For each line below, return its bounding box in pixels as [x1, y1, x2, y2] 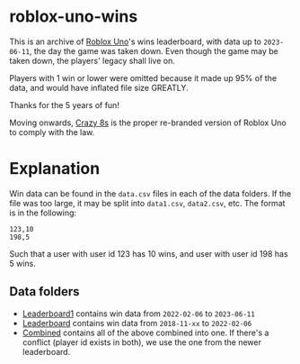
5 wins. [9, 258, 36, 268]
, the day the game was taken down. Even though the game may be [29, 45, 278, 56]
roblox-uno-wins [9, 6, 138, 27]
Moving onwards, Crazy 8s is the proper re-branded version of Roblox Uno [9, 117, 287, 128]
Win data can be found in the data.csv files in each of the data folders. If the [9, 187, 292, 199]
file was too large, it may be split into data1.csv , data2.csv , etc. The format [9, 197, 286, 208]
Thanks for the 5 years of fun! [9, 99, 119, 110]
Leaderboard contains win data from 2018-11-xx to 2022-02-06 [22, 317, 252, 328]
